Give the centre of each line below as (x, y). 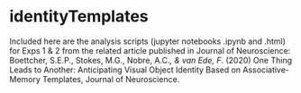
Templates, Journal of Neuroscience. (111, 79)
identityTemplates (79, 17)
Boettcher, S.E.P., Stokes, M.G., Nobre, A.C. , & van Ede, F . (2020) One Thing (151, 60)
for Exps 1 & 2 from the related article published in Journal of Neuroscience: (150, 50)
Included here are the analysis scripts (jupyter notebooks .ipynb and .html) (148, 41)
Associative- (266, 70)
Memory (25, 79)
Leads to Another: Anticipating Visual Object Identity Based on (125, 70)
